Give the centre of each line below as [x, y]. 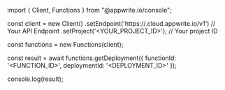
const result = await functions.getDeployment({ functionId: [92, 58]
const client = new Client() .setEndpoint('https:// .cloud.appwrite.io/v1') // [111, 23]
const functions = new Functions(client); [65, 44]
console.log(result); [35, 79]
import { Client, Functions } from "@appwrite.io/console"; [90, 10]
